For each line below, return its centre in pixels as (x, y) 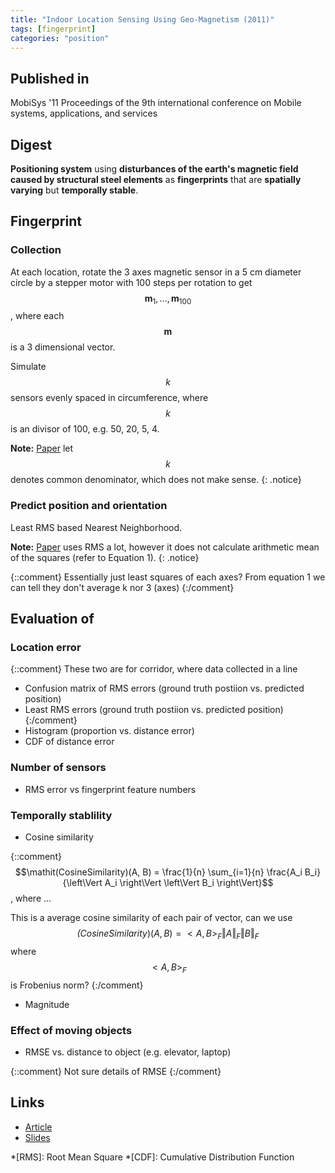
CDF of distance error (69, 742)
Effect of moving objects (71, 1030)
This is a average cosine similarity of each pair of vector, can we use (151, 918)
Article (38, 1127)
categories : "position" (60, 38)
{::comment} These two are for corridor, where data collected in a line (154, 669)
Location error (46, 648)
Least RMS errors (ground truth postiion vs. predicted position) (154, 710)
